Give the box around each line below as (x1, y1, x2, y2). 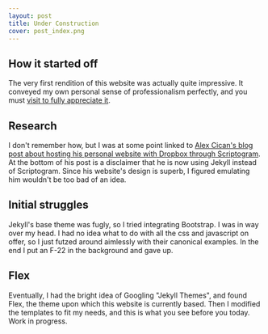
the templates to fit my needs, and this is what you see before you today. (8, 307, 250, 317)
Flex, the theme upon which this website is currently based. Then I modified (8, 298, 261, 308)
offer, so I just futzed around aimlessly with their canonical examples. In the (8, 236, 260, 247)
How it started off (8, 57, 98, 70)
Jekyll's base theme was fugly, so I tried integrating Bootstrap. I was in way (8, 219, 260, 229)
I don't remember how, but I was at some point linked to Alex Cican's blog (8, 141, 253, 150)
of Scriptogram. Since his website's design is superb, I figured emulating (8, 167, 250, 175)
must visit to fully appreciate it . (8, 95, 111, 105)
